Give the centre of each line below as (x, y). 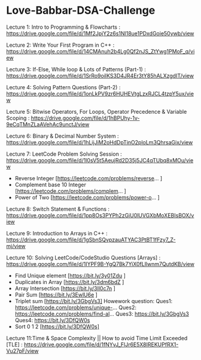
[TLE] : (14, 344)
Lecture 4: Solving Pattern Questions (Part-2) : (63, 87)
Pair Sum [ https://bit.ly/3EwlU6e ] (56, 295)
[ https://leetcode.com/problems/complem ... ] (71, 191)
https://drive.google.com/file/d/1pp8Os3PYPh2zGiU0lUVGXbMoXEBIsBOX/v (100, 215)
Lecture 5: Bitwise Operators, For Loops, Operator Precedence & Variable (97, 111)
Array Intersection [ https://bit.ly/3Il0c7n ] (65, 288)
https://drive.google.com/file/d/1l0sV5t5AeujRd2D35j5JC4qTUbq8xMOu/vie (100, 160)
